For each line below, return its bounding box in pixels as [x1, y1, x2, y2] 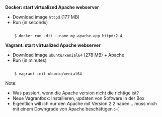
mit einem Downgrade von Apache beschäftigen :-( [12, 106, 119, 112]
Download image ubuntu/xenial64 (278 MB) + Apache [12, 52, 125, 58]
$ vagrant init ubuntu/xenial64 [14, 71, 82, 76]
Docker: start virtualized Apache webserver [5, 5, 99, 10]
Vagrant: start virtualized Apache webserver [5, 42, 101, 48]
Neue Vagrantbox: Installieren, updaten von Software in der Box [12, 95, 145, 101]
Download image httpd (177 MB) [12, 14, 79, 20]
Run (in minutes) [12, 57, 47, 63]
